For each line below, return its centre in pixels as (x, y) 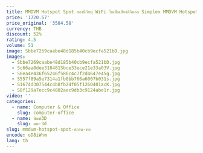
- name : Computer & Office (46, 107)
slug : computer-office (46, 113)
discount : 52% (24, 34)
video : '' (19, 96)
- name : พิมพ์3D (29, 118)
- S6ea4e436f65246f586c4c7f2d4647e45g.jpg (66, 73)
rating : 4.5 (21, 40)
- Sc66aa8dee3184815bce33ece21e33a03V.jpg (66, 68)
